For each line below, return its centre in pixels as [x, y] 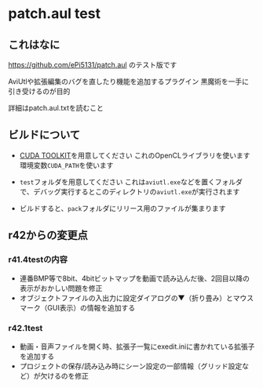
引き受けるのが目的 [39, 91]
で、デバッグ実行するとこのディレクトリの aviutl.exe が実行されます [130, 191]
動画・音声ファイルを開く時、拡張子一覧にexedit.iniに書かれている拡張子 [137, 346]
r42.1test [26, 328]
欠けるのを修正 [64, 375]
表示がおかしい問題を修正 [61, 288]
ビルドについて [44, 135]
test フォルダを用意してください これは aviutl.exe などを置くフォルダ [131, 182]
